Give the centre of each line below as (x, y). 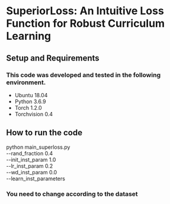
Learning (29, 36)
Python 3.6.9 (30, 101)
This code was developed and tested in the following (84, 75)
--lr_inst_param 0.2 (30, 166)
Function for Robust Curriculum (85, 23)
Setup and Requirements (53, 58)
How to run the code (44, 133)
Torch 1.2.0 (28, 107)
